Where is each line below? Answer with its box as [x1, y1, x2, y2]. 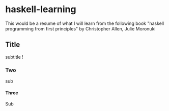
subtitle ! [5, 54, 24, 60]
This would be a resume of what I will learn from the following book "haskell [5, 20, 164, 26]
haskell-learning [5, 4, 76, 15]
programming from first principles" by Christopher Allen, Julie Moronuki [5, 25, 156, 31]
